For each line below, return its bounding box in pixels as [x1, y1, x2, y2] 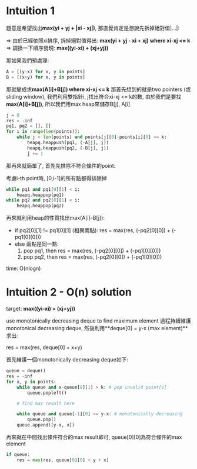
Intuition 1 [6, 4, 55, 18]
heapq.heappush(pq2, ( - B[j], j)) [27, 145, 109, 151]
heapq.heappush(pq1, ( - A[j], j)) [27, 140, 109, 146]
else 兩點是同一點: [14, 240, 59, 247]
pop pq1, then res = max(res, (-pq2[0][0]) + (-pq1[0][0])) [23, 247, 161, 255]
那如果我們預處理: [6, 57, 49, 64]
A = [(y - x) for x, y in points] [6, 69, 85, 74]
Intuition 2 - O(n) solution [6, 285, 132, 299]
